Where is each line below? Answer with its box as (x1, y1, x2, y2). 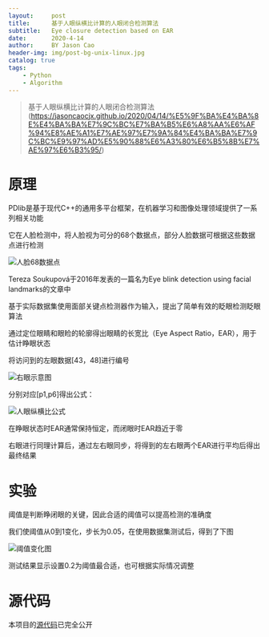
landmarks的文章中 (8, 284, 71, 294)
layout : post (8, 11, 66, 20)
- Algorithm (22, 79, 62, 87)
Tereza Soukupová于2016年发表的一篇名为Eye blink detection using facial (8, 274, 251, 284)
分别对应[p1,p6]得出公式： (8, 389, 94, 399)
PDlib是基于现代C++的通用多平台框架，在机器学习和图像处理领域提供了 (8, 204, 244, 213)
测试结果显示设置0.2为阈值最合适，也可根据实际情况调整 (8, 561, 195, 570)
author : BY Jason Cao (8, 42, 94, 50)
